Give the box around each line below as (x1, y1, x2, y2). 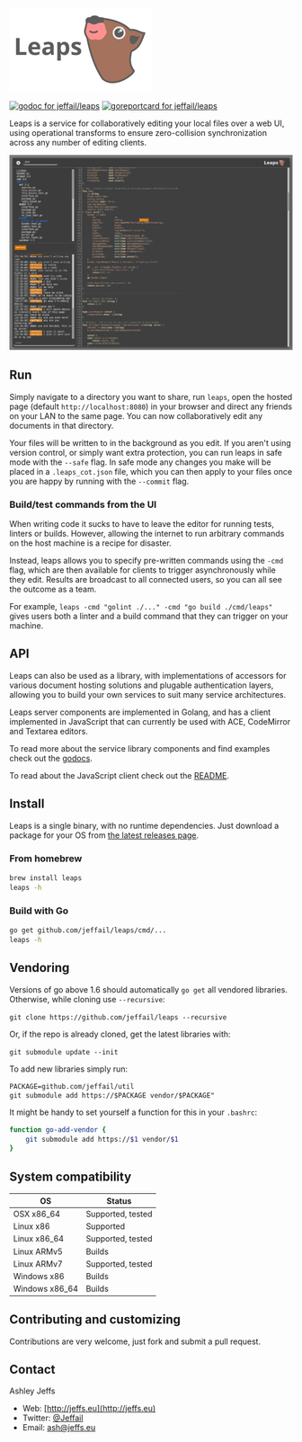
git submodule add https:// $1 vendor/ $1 (25, 1135, 179, 1144)
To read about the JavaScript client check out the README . (9, 770, 229, 780)
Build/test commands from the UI (9, 498, 157, 511)
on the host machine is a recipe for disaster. (9, 538, 173, 548)
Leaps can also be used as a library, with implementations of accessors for (9, 670, 287, 681)
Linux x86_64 (13, 1233, 65, 1244)
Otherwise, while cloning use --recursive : (9, 993, 165, 1004)
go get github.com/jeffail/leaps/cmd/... (9, 926, 167, 935)
